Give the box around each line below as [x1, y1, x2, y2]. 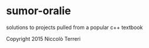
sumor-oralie [6, 4, 71, 18]
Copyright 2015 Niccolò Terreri [6, 35, 81, 42]
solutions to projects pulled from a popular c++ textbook [6, 24, 143, 31]
